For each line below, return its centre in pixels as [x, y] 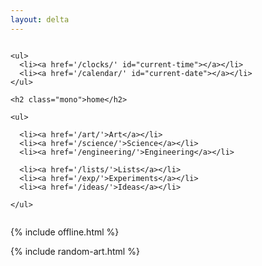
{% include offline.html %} [65, 232]
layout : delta [40, 19]
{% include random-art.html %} [75, 251]
